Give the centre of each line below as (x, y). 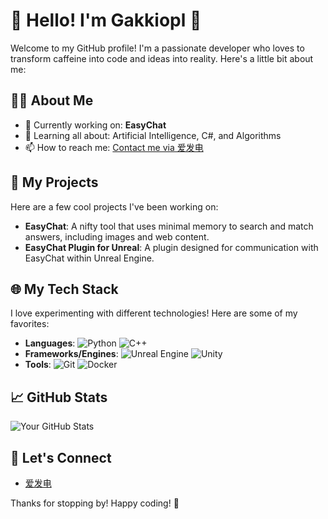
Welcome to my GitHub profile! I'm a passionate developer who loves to (157, 48)
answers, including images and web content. (117, 236)
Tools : (38, 365)
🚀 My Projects (54, 182)
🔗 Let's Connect (61, 457)
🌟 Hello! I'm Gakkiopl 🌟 (106, 20)
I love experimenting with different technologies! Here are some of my (154, 313)
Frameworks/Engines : (71, 354)
